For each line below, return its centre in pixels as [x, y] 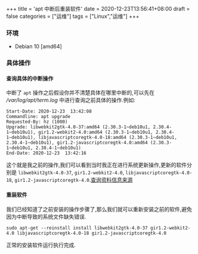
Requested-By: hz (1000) [37, 122]
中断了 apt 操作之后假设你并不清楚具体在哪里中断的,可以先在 [81, 93]
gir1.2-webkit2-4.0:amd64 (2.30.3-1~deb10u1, [95, 132]
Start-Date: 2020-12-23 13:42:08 [49, 111]
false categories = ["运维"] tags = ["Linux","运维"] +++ [73, 16]
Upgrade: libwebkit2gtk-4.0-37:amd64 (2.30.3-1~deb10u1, [78, 127]
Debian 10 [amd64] [38, 47]
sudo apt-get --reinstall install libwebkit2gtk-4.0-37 [77, 228]
